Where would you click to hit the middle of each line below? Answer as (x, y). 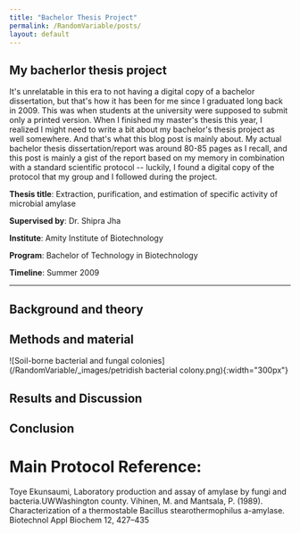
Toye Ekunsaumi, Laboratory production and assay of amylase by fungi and (148, 492)
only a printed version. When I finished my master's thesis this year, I (136, 120)
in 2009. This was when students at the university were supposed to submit (149, 111)
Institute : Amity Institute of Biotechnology (86, 238)
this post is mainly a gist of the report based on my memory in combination (147, 158)
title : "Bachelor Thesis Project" (74, 17)
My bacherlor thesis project (88, 70)
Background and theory (76, 309)
